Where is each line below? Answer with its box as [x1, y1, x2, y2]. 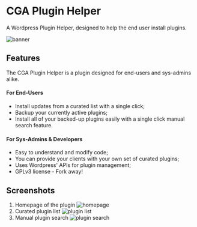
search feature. [14, 121, 53, 129]
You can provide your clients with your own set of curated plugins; [14, 155, 180, 163]
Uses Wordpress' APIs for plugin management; [14, 162, 131, 169]
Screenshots [6, 185, 55, 196]
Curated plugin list [14, 207, 61, 214]
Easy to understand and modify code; [14, 149, 108, 156]
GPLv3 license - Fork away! [14, 168, 83, 175]
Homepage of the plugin [14, 201, 76, 208]
